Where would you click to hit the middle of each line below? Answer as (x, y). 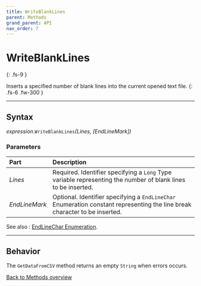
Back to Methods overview (39, 277)
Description (69, 162)
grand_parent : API (29, 23)
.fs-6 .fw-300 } (25, 93)
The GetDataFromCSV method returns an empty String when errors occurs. (97, 266)
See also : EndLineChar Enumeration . (52, 227)
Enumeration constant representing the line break (122, 205)
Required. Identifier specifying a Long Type (112, 172)
